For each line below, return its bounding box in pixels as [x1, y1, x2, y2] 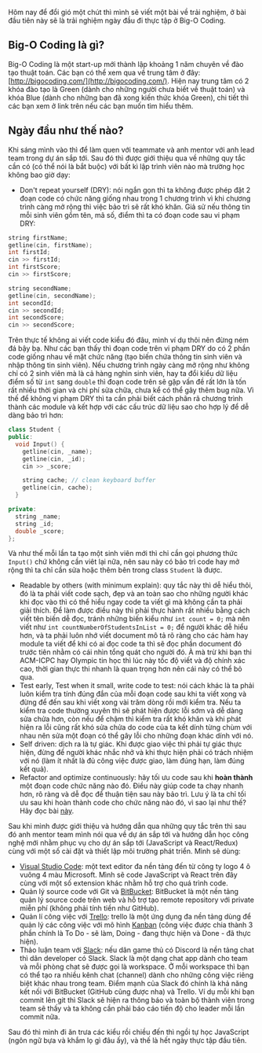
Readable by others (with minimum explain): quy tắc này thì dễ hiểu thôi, [19, 580, 253, 590]
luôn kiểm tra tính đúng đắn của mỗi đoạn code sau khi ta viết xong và [19, 689, 247, 699]
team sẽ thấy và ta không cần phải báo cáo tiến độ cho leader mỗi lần [19, 1003, 245, 1014]
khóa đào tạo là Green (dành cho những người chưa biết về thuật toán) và [8, 84, 246, 94]
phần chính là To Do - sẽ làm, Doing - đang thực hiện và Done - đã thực [19, 929, 251, 938]
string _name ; [15, 512, 61, 521]
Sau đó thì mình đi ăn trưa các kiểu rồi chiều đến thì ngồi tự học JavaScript [8, 1027, 249, 1037]
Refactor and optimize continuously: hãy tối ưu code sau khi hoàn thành [19, 773, 253, 782]
